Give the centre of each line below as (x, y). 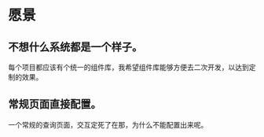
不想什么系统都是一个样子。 (75, 47)
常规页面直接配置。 (55, 104)
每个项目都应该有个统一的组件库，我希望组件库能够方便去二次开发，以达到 (128, 67)
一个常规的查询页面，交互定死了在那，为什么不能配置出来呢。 (108, 124)
